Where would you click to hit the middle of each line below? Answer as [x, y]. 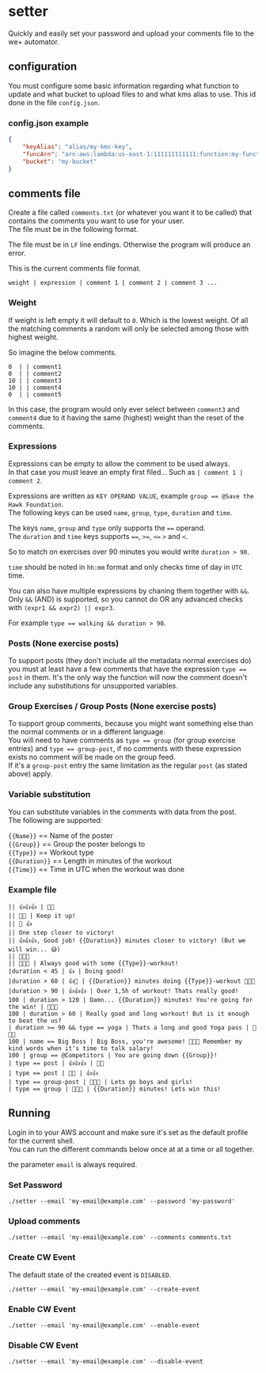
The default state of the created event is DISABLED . [90, 1274]
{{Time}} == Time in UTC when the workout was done [97, 869]
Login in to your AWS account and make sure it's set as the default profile [128, 1132]
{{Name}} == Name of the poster [61, 835]
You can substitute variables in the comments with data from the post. [122, 812]
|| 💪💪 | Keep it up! [42, 916]
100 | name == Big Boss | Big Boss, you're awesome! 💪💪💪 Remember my [125, 1042]
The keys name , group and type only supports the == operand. [107, 528]
